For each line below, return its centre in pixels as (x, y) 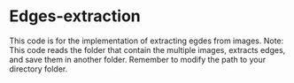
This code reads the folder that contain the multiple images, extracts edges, (147, 49)
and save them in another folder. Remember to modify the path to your (138, 59)
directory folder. (39, 69)
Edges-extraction (75, 16)
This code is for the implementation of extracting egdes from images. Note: (147, 41)
